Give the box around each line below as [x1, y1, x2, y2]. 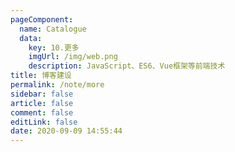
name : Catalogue [19, 24, 87, 34]
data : [19, 33, 43, 43]
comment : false [10, 107, 74, 118]
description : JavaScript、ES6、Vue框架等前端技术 [28, 61, 226, 71]
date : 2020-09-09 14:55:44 [10, 126, 123, 136]
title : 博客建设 [10, 71, 72, 81]
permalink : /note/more [10, 80, 105, 90]
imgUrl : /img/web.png [28, 52, 118, 62]
